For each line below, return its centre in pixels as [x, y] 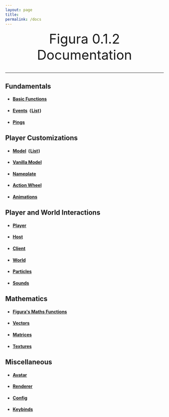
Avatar [20, 375]
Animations [25, 196]
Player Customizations [41, 138]
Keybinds [23, 409]
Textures [22, 346]
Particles [22, 271]
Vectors [21, 323]
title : [12, 15]
